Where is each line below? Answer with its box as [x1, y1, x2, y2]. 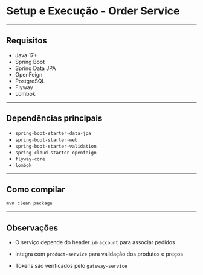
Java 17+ [14, 51, 37, 58]
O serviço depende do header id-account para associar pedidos [14, 239, 175, 246]
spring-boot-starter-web [14, 137, 78, 143]
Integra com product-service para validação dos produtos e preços [14, 250, 183, 258]
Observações [6, 223, 59, 233]
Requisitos [6, 36, 47, 46]
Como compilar [6, 184, 65, 194]
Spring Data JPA [14, 65, 56, 72]
